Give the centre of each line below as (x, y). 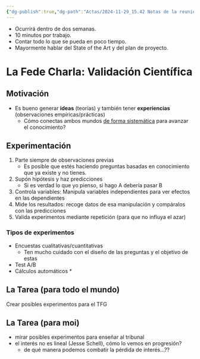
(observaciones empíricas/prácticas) (60, 114)
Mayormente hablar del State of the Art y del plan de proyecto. (91, 48)
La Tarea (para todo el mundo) (63, 290)
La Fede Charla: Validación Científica (99, 72)
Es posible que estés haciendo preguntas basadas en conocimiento (107, 166)
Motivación (28, 94)
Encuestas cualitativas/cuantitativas (59, 246)
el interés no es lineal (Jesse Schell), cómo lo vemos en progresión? (98, 343)
